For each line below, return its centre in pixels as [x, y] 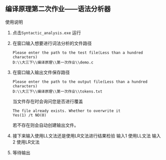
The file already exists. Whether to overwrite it [66, 111]
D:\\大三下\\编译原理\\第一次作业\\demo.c [53, 62]
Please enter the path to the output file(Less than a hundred [80, 81]
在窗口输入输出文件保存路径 [41, 72]
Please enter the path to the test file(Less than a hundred [78, 52]
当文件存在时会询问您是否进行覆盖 [48, 101]
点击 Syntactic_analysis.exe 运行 [47, 32]
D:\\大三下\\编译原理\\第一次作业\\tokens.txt [57, 91]
